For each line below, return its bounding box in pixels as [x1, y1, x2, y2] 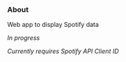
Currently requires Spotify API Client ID [7, 47, 120, 56]
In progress [7, 34, 40, 42]
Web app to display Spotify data [7, 21, 100, 29]
